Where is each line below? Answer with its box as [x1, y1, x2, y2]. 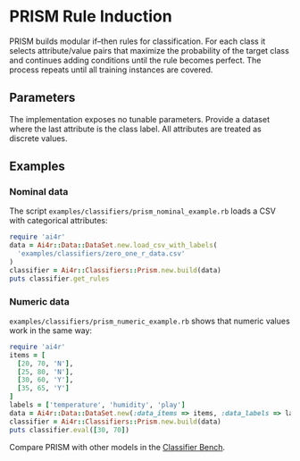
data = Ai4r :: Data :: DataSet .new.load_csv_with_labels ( [9, 241, 218, 250]
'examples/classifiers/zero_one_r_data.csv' [17, 249, 186, 258]
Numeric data [9, 295, 70, 307]
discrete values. [9, 132, 69, 144]
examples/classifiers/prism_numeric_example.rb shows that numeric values [9, 315, 290, 326]
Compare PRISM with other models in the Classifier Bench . [9, 441, 226, 452]
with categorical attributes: [9, 215, 109, 226]
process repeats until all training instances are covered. [9, 64, 213, 75]
